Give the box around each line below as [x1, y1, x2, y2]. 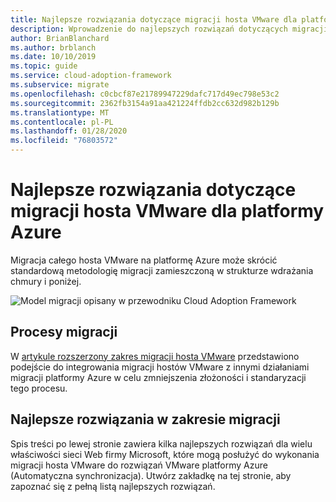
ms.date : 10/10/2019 [10, 52, 97, 62]
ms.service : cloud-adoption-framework [10, 71, 172, 81]
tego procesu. [10, 382, 68, 394]
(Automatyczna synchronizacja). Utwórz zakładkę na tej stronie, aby [10, 469, 292, 481]
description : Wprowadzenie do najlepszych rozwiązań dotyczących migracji [10, 24, 329, 34]
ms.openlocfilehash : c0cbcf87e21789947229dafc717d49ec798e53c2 [10, 89, 280, 99]
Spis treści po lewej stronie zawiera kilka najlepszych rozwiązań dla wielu [10, 437, 313, 450]
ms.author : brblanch [10, 42, 97, 53]
